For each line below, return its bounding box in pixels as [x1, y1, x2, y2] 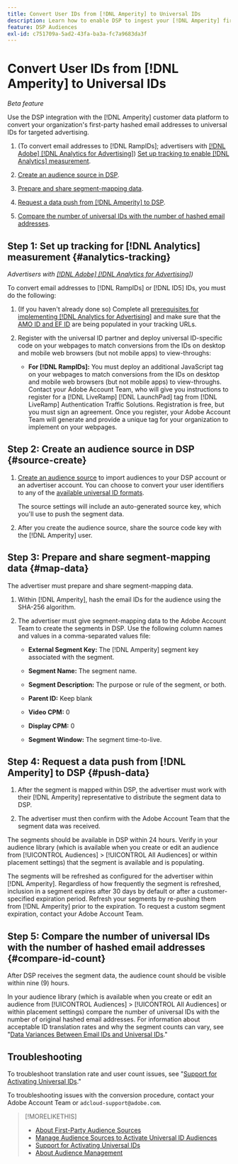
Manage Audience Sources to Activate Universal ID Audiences [35, 1133, 217, 1142]
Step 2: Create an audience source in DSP [7, 443, 195, 455]
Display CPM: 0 [28, 721, 75, 730]
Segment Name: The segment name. [28, 666, 137, 675]
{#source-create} [7, 455, 87, 467]
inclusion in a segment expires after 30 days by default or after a [7, 887, 196, 896]
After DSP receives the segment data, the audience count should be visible [7, 971, 227, 980]
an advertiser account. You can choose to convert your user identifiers [17, 480, 225, 489]
